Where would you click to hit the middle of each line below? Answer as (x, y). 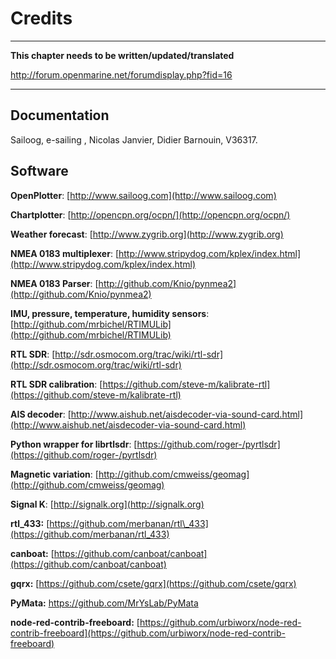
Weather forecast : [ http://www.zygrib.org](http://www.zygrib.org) (147, 234)
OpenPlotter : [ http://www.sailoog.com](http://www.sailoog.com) (143, 195)
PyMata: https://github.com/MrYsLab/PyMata (104, 603)
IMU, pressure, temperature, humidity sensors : (110, 313)
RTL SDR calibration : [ (56, 384)
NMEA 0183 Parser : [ (54, 283)
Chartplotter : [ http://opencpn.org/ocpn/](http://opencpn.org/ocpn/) (150, 214)
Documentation (60, 115)
